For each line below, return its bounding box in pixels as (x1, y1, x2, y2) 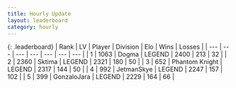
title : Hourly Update (7, 10, 72, 18)
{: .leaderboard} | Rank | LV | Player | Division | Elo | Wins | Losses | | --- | (7, 43, 222, 51)
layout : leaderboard (7, 17, 69, 24)
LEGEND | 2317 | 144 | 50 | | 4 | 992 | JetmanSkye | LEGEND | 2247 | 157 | (7, 65, 223, 74)
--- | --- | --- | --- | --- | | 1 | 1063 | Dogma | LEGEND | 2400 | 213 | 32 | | (15, 50, 227, 58)
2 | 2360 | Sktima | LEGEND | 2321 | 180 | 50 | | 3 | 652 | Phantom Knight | (7, 58, 223, 66)
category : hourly (7, 23, 59, 30)
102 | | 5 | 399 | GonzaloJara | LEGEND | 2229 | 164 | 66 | (7, 73, 175, 81)
